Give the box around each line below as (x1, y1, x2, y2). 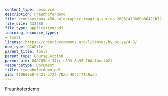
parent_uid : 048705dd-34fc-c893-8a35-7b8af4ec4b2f (5, 58, 113, 63)
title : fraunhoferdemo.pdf (5, 68, 61, 73)
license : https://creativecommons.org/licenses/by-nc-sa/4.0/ (5, 40, 137, 45)
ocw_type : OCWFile (5, 44, 43, 49)
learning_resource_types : (5, 30, 59, 35)
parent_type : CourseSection (5, 53, 64, 59)
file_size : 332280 (5, 21, 43, 26)
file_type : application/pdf (5, 26, 64, 31)
